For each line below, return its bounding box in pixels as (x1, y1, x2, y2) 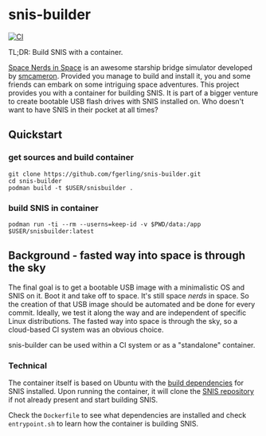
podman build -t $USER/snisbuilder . (8, 184, 134, 192)
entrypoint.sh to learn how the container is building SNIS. (8, 419, 199, 429)
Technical (8, 360, 48, 371)
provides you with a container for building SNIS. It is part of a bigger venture (8, 88, 259, 97)
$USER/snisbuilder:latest (8, 227, 94, 236)
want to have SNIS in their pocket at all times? (8, 105, 158, 115)
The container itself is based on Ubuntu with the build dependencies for (8, 378, 244, 387)
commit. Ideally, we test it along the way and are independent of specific (8, 308, 247, 317)
